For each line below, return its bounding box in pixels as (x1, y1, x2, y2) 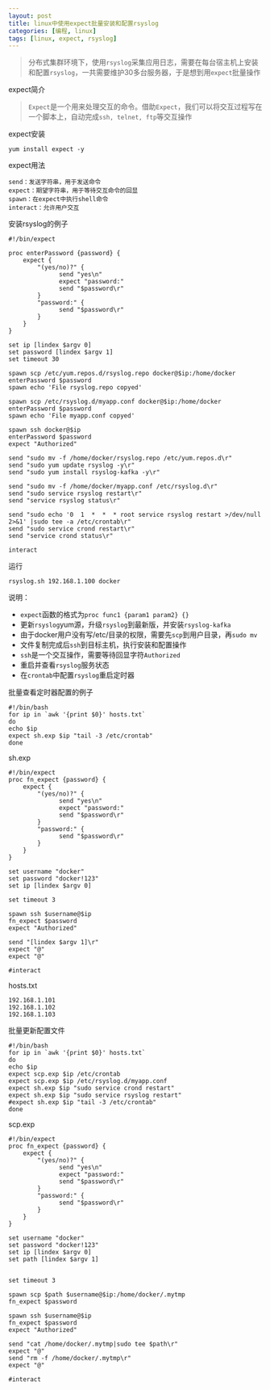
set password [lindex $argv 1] (8, 348, 114, 356)
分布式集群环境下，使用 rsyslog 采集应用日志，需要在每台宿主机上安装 (27, 57, 259, 67)
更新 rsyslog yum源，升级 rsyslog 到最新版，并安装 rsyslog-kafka (19, 619, 231, 630)
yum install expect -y (8, 145, 85, 153)
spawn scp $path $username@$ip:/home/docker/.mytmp (8, 1291, 185, 1299)
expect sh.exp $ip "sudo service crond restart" (8, 1084, 175, 1093)
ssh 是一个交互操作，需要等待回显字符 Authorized (19, 650, 181, 660)
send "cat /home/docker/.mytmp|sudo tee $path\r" (8, 1340, 179, 1349)
